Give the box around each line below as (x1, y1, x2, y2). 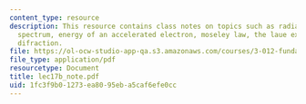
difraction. (17, 38, 64, 48)
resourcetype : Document (9, 64, 100, 73)
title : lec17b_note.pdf (9, 72, 100, 81)
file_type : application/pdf (9, 55, 117, 64)
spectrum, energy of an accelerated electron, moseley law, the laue (17, 30, 287, 39)
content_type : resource (9, 13, 100, 23)
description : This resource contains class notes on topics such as (9, 22, 275, 31)
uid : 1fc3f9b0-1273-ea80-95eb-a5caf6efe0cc (9, 80, 178, 90)
